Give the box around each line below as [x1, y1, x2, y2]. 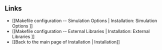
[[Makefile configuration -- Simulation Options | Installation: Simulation [11, 17, 157, 23]
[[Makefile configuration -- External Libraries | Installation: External [11, 28, 150, 34]
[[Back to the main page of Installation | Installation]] [11, 38, 120, 44]
